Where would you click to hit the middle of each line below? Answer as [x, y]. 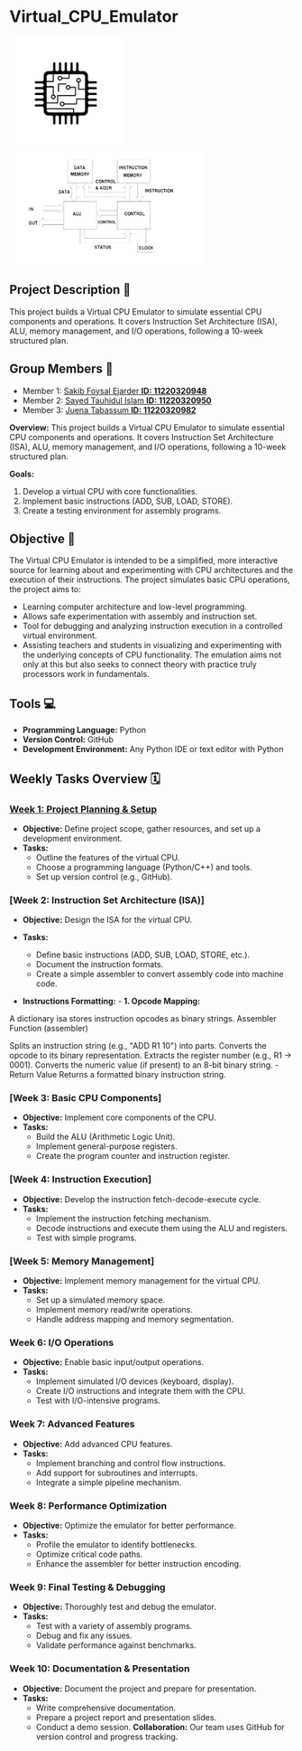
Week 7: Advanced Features [72, 1424]
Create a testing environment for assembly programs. [122, 510]
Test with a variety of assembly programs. [114, 1626]
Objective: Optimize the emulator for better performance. [129, 1525]
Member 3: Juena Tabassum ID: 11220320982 [109, 410]
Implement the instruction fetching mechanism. [124, 1219]
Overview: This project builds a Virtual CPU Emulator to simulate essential [147, 428]
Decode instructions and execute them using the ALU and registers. [162, 1228]
